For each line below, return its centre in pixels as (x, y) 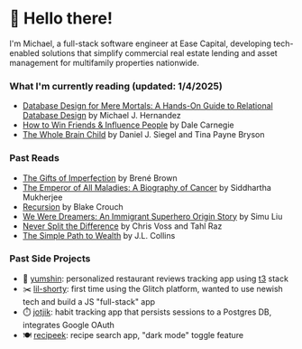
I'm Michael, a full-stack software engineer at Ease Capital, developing (141, 43)
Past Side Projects (50, 259)
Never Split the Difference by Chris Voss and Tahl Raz (122, 226)
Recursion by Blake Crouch (73, 206)
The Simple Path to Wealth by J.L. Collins (99, 235)
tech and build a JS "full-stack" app (89, 301)
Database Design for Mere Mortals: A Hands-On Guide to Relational (147, 106)
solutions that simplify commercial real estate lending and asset (159, 52)
